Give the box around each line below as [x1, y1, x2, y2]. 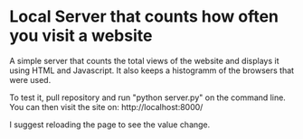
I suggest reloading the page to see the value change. [9, 119, 211, 130]
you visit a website [9, 25, 153, 46]
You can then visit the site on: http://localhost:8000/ [9, 101, 204, 112]
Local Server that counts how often [9, 6, 279, 27]
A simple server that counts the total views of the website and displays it [9, 55, 279, 66]
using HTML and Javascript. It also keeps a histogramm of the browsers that [9, 65, 295, 76]
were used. [9, 74, 52, 85]
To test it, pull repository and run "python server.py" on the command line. [9, 92, 287, 103]
